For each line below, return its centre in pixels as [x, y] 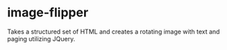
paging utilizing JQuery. [41, 38]
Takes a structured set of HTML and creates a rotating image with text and [113, 32]
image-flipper [48, 13]
